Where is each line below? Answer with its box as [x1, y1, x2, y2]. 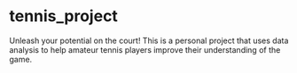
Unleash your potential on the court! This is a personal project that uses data [9, 35, 289, 46]
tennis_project [9, 6, 118, 26]
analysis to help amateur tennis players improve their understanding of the [9, 44, 281, 55]
